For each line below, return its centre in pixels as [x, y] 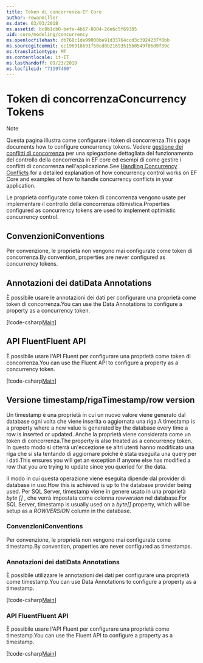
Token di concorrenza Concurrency [96, 99]
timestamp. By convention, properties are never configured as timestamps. [99, 546]
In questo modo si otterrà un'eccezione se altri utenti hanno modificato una [100, 447]
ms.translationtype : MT [36, 52]
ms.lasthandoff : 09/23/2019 [42, 63]
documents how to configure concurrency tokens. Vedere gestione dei [95, 147]
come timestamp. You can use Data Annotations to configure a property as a [101, 582]
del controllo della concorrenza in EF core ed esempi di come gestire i [94, 160]
